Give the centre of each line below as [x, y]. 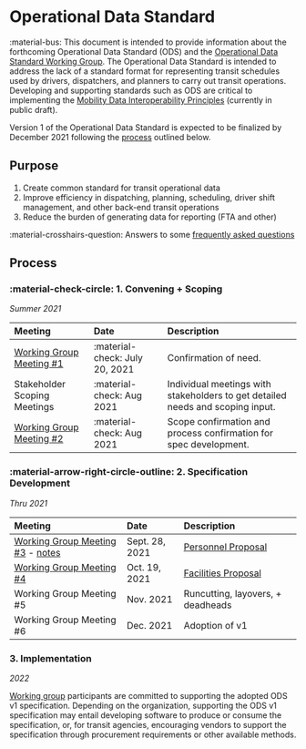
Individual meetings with [219, 385]
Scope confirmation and [219, 422]
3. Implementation [51, 658]
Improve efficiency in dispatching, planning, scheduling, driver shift [148, 197]
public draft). [34, 109]
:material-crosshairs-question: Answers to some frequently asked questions [152, 234]
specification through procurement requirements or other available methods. [153, 734]
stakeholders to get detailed [227, 395]
